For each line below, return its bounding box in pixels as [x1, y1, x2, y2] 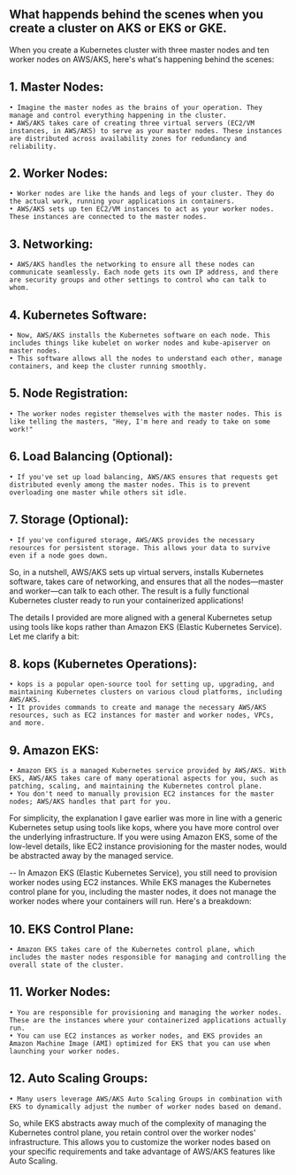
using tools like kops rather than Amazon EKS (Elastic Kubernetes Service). [9, 621, 283, 632]
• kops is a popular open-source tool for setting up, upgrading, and [9, 680, 275, 689]
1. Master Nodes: [9, 80, 104, 95]
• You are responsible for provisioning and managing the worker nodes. [9, 1008, 283, 1017]
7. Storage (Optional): [9, 512, 130, 527]
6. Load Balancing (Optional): [9, 449, 173, 464]
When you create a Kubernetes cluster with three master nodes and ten [9, 44, 269, 55]
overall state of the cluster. [9, 961, 125, 969]
